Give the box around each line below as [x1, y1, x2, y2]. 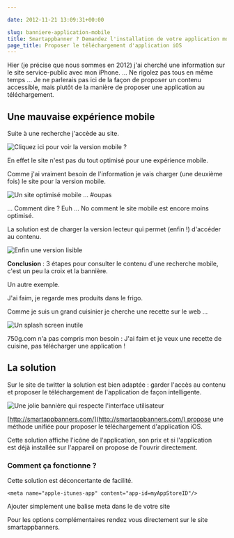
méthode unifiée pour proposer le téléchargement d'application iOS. [7, 422, 203, 431]
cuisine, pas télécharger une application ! [7, 342, 126, 351]
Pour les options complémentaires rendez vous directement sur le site [7, 516, 208, 524]
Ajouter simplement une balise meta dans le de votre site [7, 502, 171, 511]
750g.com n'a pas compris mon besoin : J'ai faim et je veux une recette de [7, 335, 222, 343]
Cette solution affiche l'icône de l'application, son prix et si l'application [7, 436, 212, 444]
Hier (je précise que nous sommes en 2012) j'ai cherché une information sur [7, 61, 226, 70]
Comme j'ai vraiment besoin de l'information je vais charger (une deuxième [7, 170, 223, 178]
